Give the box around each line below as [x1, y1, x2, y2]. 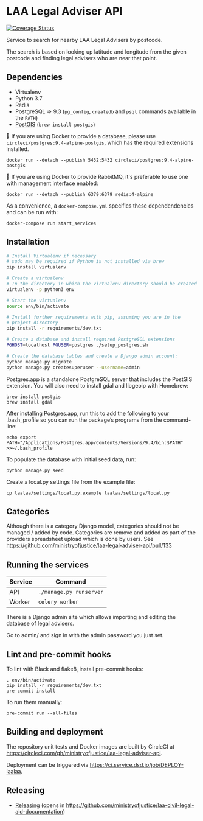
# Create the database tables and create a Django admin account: [6, 353, 178, 359]
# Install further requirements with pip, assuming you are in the [6, 314, 181, 320]
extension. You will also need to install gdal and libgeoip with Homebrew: [6, 382, 189, 389]
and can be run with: [6, 208, 58, 215]
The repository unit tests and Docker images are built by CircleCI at [6, 742, 175, 750]
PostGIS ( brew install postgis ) [15, 121, 95, 128]
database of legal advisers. [6, 620, 74, 627]
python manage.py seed [6, 467, 64, 473]
